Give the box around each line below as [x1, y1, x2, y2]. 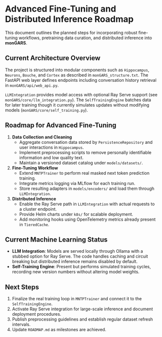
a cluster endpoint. [19, 206, 57, 212]
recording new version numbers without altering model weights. [12, 269, 140, 275]
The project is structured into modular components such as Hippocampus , [5, 67, 149, 73]
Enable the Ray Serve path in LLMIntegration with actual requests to [19, 201, 155, 207]
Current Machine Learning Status [5, 235, 108, 244]
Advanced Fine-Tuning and [5, 3, 117, 15]
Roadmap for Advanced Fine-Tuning [5, 121, 117, 129]
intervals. [12, 322, 31, 327]
